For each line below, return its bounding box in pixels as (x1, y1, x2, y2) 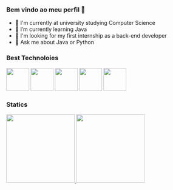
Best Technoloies (6, 54, 59, 63)
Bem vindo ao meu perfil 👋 (6, 5, 86, 14)
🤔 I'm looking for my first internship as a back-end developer (15, 32, 167, 39)
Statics (6, 100, 28, 109)
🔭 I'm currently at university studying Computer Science (15, 19, 156, 27)
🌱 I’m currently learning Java (15, 25, 87, 33)
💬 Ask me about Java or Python (15, 39, 94, 46)
